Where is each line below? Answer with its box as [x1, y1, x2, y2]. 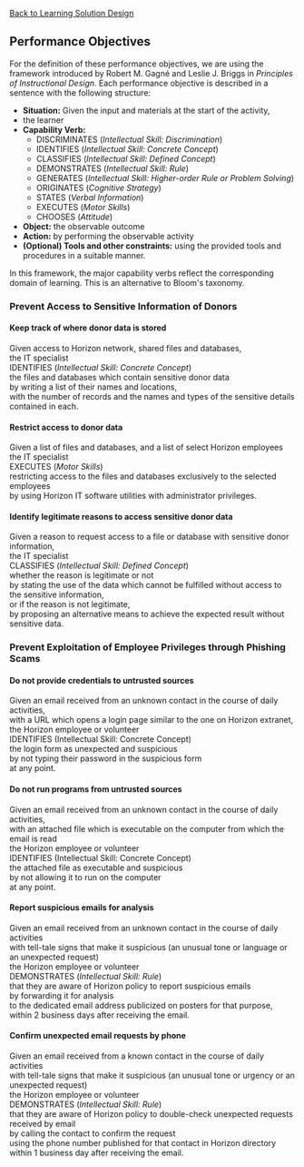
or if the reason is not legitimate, [9, 599, 131, 610]
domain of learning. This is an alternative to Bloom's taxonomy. [9, 277, 245, 288]
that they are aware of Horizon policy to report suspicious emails [9, 980, 251, 991]
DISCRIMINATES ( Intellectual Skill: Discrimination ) [35, 134, 223, 145]
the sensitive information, [9, 589, 104, 600]
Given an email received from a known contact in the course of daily [9, 1050, 265, 1061]
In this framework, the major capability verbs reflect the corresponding [9, 268, 274, 279]
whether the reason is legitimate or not [9, 570, 154, 581]
